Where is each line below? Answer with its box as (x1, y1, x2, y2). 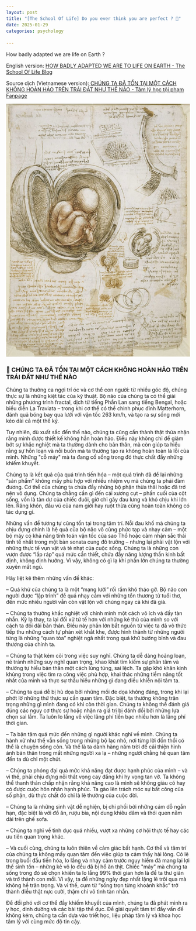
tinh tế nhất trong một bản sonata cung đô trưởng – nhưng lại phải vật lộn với (6, 538, 190, 545)
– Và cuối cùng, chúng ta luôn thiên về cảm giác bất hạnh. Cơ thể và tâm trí (6, 844, 187, 851)
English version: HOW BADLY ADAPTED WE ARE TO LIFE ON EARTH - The (6, 62, 185, 70)
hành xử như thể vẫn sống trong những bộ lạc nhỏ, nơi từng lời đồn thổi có (6, 737, 185, 744)
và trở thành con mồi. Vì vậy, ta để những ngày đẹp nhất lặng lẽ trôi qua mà (6, 875, 187, 883)
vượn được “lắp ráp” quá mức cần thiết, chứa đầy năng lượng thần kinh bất (6, 551, 185, 558)
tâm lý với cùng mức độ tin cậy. (6, 918, 82, 925)
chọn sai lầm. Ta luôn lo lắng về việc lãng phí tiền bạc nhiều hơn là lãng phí (6, 713, 185, 720)
